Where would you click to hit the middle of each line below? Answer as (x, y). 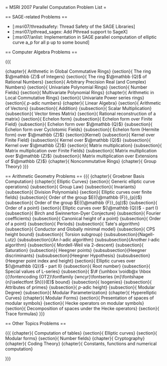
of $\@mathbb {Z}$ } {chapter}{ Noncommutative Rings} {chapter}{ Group (81, 161)
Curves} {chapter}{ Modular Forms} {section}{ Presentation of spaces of (80, 298)
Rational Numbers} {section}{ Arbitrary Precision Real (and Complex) (76, 82)
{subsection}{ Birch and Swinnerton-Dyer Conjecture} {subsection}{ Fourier (83, 213)
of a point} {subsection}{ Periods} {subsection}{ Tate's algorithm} (73, 224)
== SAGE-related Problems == (37, 17)
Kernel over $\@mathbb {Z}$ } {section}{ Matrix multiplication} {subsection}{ (83, 145)
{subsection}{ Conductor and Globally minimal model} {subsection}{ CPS (80, 229)
